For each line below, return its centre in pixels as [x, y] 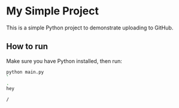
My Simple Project [52, 11]
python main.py [25, 72]
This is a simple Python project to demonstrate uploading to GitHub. [90, 28]
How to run [27, 46]
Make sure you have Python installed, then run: [64, 61]
